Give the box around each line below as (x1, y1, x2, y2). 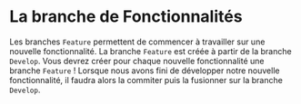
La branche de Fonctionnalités (9, 6, 243, 27)
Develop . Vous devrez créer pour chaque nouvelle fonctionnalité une (9, 55, 265, 66)
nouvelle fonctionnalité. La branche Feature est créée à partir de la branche (9, 45, 293, 56)
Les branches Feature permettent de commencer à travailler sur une (9, 36, 266, 47)
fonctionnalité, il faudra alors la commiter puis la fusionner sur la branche (9, 74, 284, 85)
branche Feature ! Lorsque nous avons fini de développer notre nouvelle (9, 65, 280, 76)
